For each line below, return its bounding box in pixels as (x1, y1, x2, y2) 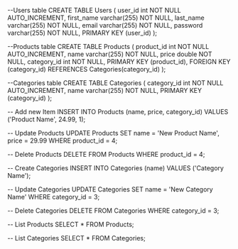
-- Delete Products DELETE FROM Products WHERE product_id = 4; (7, 150, 205, 158)
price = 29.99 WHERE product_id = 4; (7, 136, 118, 145)
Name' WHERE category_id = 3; (7, 193, 100, 201)
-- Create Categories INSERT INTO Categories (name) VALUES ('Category (7, 164, 224, 172)
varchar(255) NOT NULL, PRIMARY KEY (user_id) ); (7, 28, 158, 37)
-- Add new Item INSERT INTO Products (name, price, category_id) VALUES (7, 108, 229, 116)
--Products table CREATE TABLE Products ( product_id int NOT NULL (7, 43, 210, 50)
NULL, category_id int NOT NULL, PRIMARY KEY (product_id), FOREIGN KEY (7, 57, 231, 66)
